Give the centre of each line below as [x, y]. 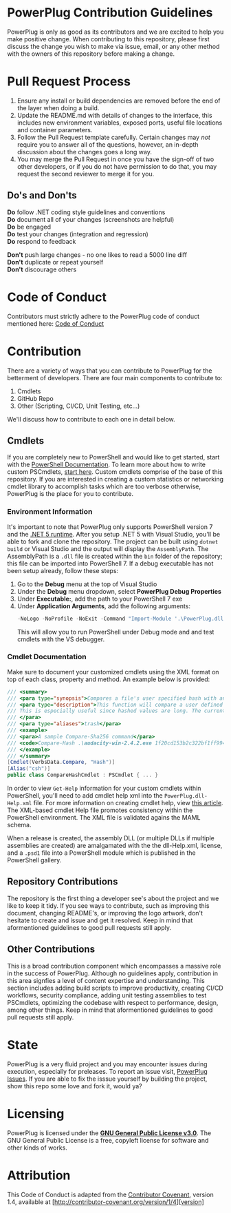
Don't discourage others [42, 269]
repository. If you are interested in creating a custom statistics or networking [115, 479]
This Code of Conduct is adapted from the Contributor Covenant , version [111, 1194]
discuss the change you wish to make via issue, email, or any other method [113, 46]
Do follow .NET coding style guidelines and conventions [86, 212]
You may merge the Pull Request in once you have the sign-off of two [115, 159]
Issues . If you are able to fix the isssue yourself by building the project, [107, 1079]
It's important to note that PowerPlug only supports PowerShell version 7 [110, 527]
